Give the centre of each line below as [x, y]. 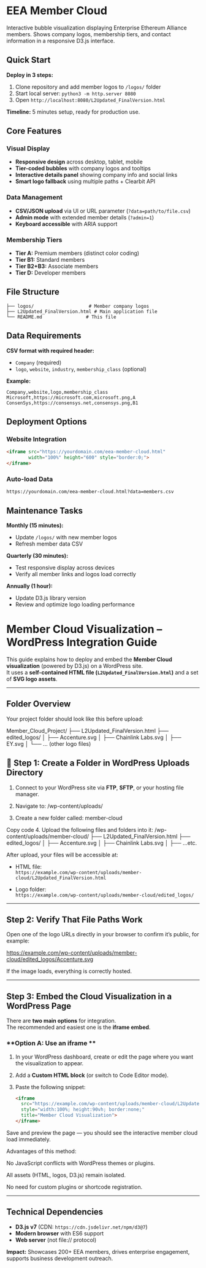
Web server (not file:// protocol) [56, 1240]
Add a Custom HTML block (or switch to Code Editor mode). [92, 1075]
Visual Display [28, 149]
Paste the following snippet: [50, 1087]
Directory [25, 773]
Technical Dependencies [55, 1212]
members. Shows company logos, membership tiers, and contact [89, 34]
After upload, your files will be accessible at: [62, 855]
